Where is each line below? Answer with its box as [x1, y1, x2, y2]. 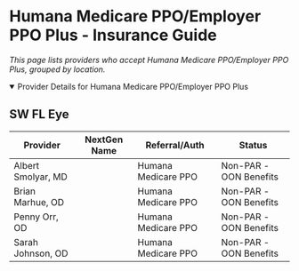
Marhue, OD [13, 195, 65, 208]
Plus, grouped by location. [9, 64, 106, 75]
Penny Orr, [13, 211, 60, 223]
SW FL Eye [9, 107, 69, 122]
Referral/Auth [145, 139, 205, 151]
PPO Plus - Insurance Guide [9, 25, 217, 45]
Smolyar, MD [13, 171, 69, 183]
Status [238, 139, 268, 151]
